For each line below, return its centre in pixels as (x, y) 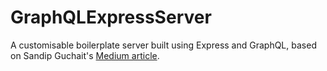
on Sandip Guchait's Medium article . (85, 55)
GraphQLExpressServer (111, 17)
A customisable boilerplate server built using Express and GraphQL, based (163, 45)
